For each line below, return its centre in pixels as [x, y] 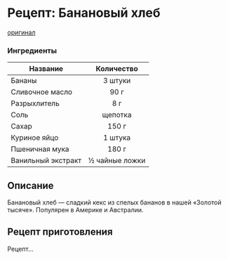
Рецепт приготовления [60, 232]
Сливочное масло [41, 92]
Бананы [24, 81]
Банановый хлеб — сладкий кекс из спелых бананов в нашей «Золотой [114, 202]
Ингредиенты [32, 51]
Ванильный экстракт [46, 161]
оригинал [21, 32]
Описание [31, 185]
